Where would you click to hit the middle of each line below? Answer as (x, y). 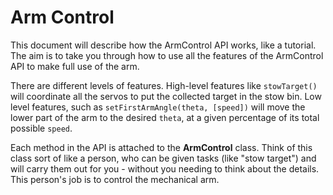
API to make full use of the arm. (75, 66)
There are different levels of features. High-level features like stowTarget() (164, 85)
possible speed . (41, 128)
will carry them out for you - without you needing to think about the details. (165, 168)
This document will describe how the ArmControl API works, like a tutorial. (163, 45)
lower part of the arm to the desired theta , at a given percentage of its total (165, 117)
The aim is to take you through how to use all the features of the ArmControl (167, 55)
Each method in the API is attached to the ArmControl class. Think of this (161, 147)
